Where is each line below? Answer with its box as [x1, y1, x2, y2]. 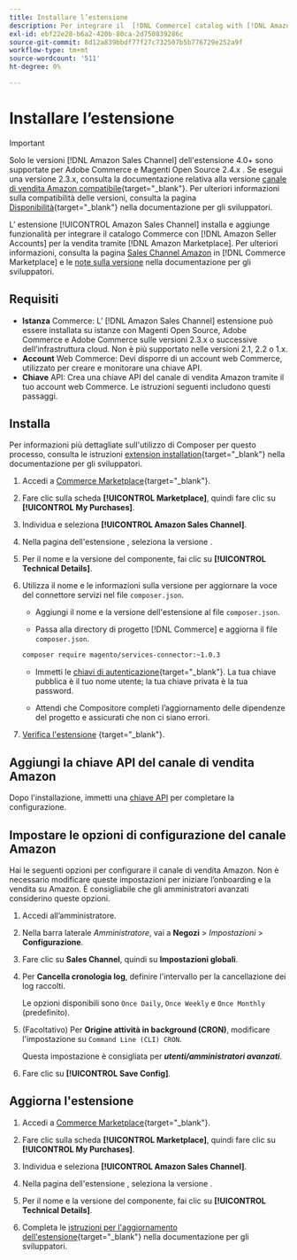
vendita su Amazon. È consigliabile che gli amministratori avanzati [9, 883, 249, 894]
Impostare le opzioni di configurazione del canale [9, 828, 286, 843]
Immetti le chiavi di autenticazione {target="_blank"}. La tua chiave [34, 666, 277, 678]
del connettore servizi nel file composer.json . [21, 590, 184, 601]
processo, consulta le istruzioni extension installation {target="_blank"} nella [9, 449, 286, 460]
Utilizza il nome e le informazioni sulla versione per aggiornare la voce [21, 580, 278, 591]
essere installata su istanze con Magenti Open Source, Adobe [21, 324, 247, 335]
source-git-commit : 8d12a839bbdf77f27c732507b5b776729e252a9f [9, 37, 243, 47]
